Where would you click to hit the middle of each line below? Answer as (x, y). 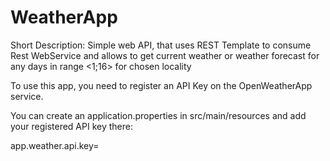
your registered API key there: (71, 126)
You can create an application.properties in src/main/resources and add (158, 115)
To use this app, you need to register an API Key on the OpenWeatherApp (161, 85)
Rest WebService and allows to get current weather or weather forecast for (165, 55)
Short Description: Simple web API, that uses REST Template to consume (161, 45)
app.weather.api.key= (55, 145)
